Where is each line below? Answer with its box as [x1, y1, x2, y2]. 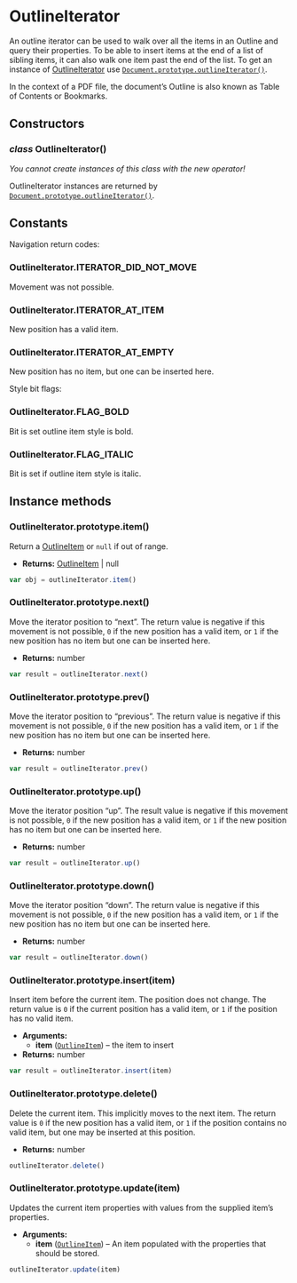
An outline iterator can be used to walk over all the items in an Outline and [9, 36, 279, 46]
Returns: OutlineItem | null [21, 558, 120, 569]
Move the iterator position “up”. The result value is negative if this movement [9, 806, 288, 817]
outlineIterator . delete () [9, 1161, 105, 1170]
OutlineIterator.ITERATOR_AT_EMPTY [9, 346, 175, 358]
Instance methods [9, 494, 112, 509]
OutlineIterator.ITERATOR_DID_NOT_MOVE [9, 261, 198, 274]
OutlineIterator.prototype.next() [9, 596, 150, 609]
